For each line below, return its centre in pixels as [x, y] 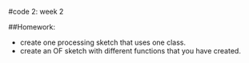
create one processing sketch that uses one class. [103, 42]
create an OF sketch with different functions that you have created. [131, 51]
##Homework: [32, 27]
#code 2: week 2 [36, 12]
